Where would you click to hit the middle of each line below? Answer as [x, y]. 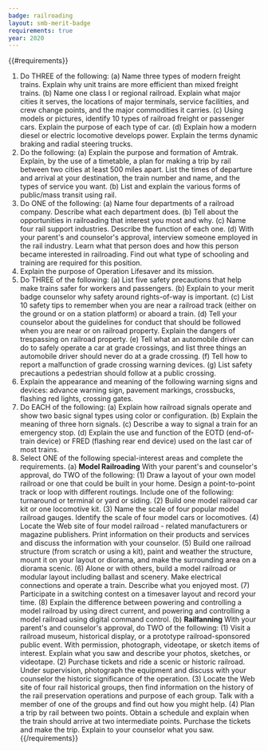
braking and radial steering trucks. [76, 144]
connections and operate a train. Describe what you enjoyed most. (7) [134, 586]
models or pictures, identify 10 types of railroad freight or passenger [132, 119]
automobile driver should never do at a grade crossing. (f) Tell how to [134, 356]
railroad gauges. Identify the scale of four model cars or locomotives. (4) [139, 518]
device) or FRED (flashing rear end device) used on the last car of [145, 441]
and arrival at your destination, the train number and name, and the [130, 178]
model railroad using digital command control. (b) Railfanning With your [138, 619]
